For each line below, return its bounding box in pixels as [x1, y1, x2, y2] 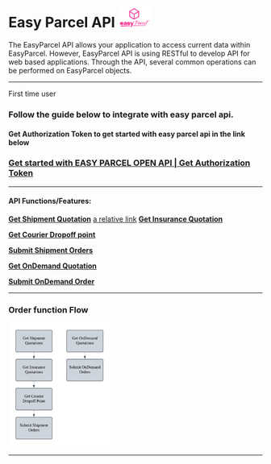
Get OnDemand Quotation [8, 261, 97, 271]
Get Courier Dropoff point [8, 230, 96, 240]
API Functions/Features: [8, 197, 92, 206]
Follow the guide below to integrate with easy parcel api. [8, 109, 234, 120]
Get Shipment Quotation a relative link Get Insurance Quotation [8, 214, 223, 224]
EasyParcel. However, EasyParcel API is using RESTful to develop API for [8, 48, 250, 59]
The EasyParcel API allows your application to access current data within [8, 40, 251, 50]
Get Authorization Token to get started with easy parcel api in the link [8, 129, 246, 139]
